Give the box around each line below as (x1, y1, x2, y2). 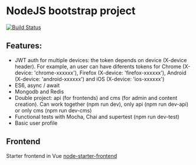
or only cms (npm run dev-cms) (14, 106, 92, 114)
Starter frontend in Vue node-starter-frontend (6, 152, 117, 159)
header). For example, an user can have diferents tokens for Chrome (14, 63, 182, 70)
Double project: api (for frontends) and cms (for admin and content (14, 94, 178, 101)
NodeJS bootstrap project (6, 4, 136, 18)
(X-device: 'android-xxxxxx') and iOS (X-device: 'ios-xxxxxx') (14, 75, 165, 82)
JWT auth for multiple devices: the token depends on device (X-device (14, 56, 187, 63)
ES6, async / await (14, 82, 60, 89)
